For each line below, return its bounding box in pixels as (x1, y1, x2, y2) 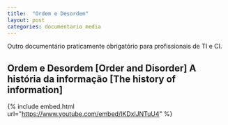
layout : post (7, 17, 45, 24)
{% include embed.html (7, 102, 75, 111)
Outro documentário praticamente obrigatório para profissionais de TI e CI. (7, 42, 222, 51)
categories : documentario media (7, 23, 101, 30)
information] (7, 84, 63, 96)
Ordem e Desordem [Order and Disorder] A (7, 62, 197, 74)
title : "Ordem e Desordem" (7, 10, 89, 17)
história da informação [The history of (7, 73, 176, 85)
